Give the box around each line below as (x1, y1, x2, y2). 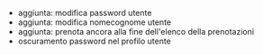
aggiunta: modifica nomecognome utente (17, 17, 172, 27)
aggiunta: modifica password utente (17, 8, 152, 18)
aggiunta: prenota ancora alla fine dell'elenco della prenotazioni (17, 27, 255, 36)
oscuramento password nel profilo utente (17, 35, 171, 46)
